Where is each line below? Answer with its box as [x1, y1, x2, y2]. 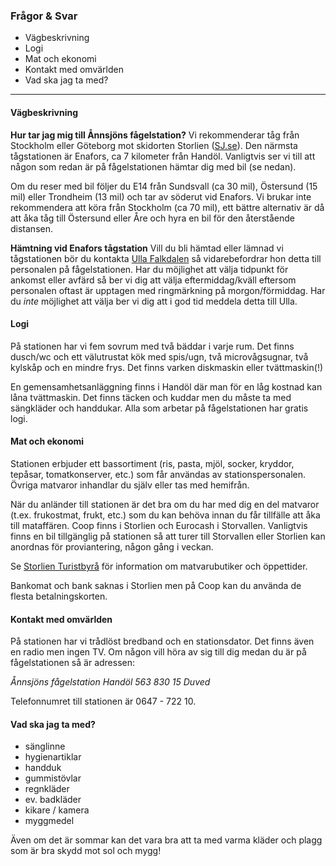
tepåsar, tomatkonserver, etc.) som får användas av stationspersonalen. [10, 468, 307, 480]
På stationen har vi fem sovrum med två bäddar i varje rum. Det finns [10, 340, 295, 352]
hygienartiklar [24, 751, 82, 763]
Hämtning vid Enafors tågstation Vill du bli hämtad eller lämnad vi [10, 242, 284, 254]
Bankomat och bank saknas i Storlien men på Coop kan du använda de [10, 579, 302, 591]
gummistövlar [24, 772, 82, 784]
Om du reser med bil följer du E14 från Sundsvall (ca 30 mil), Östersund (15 [10, 180, 318, 192]
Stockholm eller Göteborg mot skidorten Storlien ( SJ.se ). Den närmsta [10, 139, 298, 151]
